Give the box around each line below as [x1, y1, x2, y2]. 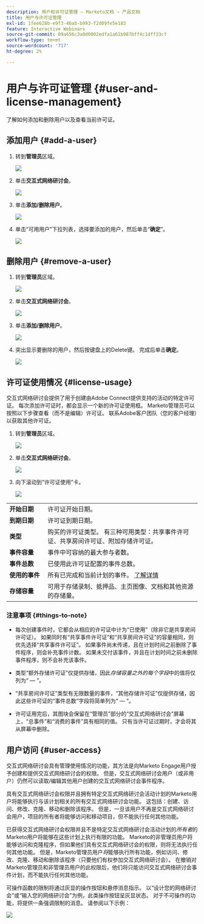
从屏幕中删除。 [15, 726, 53, 733]
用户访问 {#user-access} [6, 744, 102, 755]
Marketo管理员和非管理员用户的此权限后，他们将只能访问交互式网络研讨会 [6, 864, 192, 871]
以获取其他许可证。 [6, 417, 55, 425]
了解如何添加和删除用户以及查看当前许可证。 [6, 116, 118, 123]
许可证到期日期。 [47, 516, 97, 525]
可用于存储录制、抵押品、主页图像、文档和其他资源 [47, 582, 194, 591]
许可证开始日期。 [47, 505, 97, 513]
